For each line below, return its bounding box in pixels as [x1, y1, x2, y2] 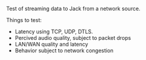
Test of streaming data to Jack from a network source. [6, 5, 141, 12]
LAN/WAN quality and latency [14, 41, 89, 48]
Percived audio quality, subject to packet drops [14, 34, 132, 41]
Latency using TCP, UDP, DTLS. [14, 28, 93, 35]
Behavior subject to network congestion [14, 47, 114, 54]
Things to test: [6, 17, 42, 23]
